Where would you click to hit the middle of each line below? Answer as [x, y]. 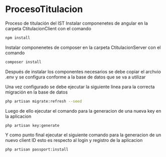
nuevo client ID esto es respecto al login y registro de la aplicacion [74, 140]
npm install [18, 38]
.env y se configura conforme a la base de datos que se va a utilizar [75, 77]
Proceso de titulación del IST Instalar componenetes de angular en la [77, 23]
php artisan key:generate [32, 125]
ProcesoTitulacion [44, 9]
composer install [23, 62]
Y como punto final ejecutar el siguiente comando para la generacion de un [83, 135]
